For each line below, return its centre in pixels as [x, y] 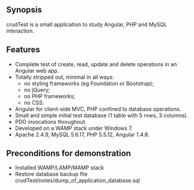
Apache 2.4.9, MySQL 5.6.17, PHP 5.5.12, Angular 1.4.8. [82, 134]
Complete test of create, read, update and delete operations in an [96, 64]
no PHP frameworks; [50, 96]
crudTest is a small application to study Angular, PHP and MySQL [87, 24]
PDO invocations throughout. [51, 121]
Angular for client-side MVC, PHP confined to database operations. [98, 109]
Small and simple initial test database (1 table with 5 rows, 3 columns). [102, 115]
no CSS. [34, 102]
